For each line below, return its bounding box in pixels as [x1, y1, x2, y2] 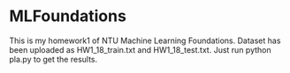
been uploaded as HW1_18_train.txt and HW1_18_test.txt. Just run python [9, 44, 271, 55]
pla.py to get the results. [9, 54, 98, 64]
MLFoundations [9, 6, 126, 26]
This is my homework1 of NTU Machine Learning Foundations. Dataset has [9, 35, 281, 46]
